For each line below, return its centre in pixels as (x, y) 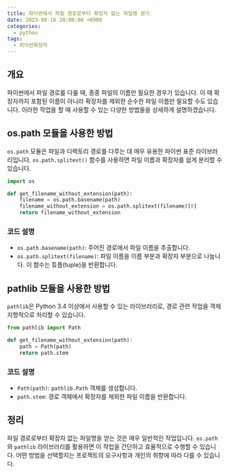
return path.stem (44, 353)
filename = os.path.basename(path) (70, 200)
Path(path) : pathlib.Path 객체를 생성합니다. (77, 388)
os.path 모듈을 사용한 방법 (60, 133)
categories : (24, 26)
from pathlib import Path (44, 328)
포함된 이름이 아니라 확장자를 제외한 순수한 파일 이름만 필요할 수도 (118, 101)
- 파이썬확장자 (30, 45)
